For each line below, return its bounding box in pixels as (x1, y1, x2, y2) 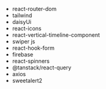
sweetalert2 (12, 77, 43, 84)
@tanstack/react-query (12, 64, 72, 71)
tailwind (12, 12, 32, 19)
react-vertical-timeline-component (12, 31, 100, 39)
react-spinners (12, 58, 50, 64)
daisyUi (12, 18, 32, 25)
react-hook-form (12, 44, 55, 52)
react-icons (12, 25, 42, 32)
